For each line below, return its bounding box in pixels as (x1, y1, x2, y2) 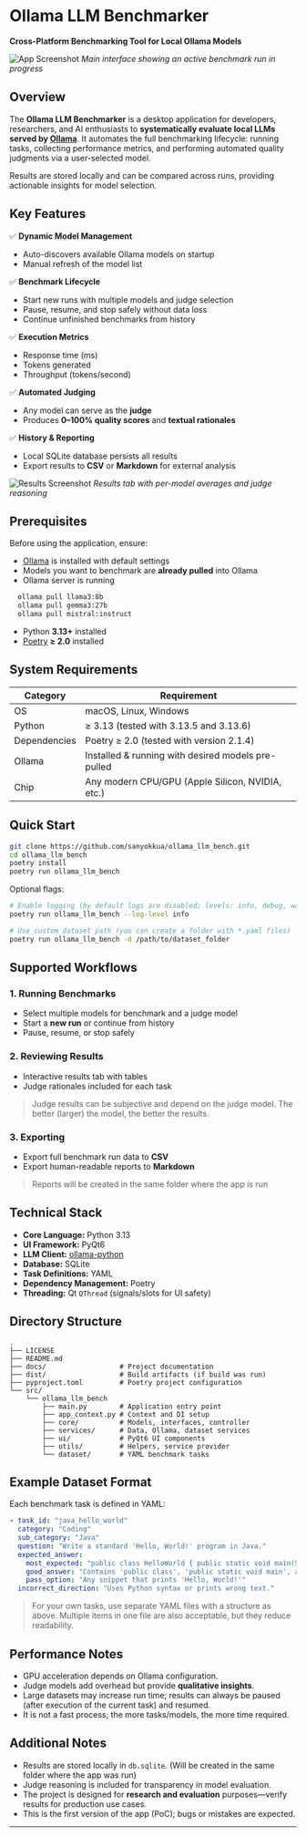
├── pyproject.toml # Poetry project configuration (9, 1378, 243, 1387)
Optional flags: (9, 883, 65, 894)
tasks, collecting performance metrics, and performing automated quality (9, 142, 284, 153)
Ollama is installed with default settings (22, 555, 170, 566)
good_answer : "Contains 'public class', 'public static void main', (25, 1567, 291, 1576)
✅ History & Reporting (9, 432, 96, 443)
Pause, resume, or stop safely (22, 1027, 135, 1038)
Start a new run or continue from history (22, 1017, 175, 1028)
